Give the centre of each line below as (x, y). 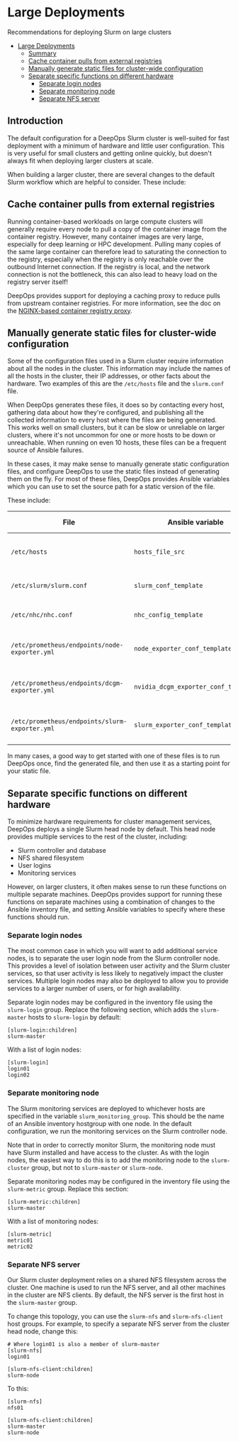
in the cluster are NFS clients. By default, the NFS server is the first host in (116, 1295)
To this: (18, 1389)
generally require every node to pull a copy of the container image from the (117, 229)
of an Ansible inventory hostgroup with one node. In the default (100, 1123)
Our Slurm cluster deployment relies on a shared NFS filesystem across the (117, 1280)
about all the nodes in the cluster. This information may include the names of (119, 368)
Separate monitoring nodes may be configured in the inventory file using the (119, 1181)
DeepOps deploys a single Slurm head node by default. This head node (112, 829)
